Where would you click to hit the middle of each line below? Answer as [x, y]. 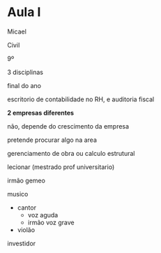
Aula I [24, 12]
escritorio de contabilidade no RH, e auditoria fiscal [81, 99]
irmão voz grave [51, 222]
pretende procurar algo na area [52, 140]
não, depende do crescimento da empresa [68, 126]
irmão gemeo [26, 180]
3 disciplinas [25, 72]
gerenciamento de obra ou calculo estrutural [71, 153]
